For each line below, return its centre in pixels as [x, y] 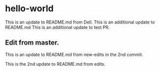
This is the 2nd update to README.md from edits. [55, 64]
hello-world [30, 9]
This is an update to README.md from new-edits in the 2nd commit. [74, 54]
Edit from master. [32, 43]
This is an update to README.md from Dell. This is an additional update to [80, 22]
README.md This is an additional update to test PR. [57, 27]
